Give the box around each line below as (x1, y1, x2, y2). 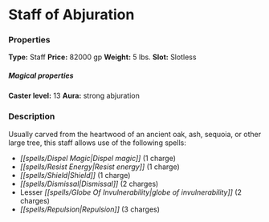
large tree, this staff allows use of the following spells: (8, 138, 186, 147)
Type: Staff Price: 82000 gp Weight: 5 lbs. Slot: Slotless (8, 52, 197, 62)
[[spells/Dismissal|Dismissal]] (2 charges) (19, 179, 159, 188)
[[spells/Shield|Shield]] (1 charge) (19, 170, 131, 180)
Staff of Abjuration (8, 6, 135, 24)
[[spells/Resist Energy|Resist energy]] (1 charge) (19, 162, 181, 172)
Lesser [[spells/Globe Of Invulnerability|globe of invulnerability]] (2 (19, 187, 243, 197)
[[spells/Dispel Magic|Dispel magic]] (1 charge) (19, 153, 177, 163)
